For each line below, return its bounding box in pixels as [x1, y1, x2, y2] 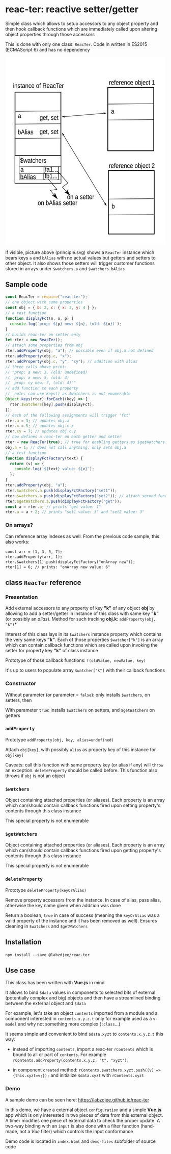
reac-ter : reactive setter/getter [5, 4, 139, 15]
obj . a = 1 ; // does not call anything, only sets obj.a [5, 445, 126, 450]
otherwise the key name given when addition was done [5, 902, 121, 908]
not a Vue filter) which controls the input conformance [19, 1128, 133, 1134]
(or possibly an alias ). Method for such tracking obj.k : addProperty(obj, [5, 616, 156, 622]
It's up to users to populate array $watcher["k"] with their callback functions [5, 667, 165, 674]
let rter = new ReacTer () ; [5, 338, 63, 343]
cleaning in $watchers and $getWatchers [5, 923, 88, 929]
